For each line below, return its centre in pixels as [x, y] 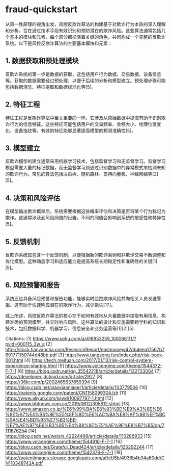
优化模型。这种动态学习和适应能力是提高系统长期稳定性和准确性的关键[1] [81, 261]
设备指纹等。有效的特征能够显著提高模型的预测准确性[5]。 [75, 130]
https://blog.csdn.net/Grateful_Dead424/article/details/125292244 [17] [79, 447]
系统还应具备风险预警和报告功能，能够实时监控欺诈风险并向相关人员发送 [81, 298]
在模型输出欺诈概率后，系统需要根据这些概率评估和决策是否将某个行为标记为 [85, 211]
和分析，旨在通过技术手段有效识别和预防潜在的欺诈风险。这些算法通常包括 [83, 30]
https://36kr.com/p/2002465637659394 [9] [51, 382]
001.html [14, 360]
